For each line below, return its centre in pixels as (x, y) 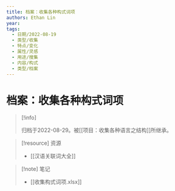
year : (13, 23)
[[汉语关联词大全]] (53, 156)
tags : (13, 29)
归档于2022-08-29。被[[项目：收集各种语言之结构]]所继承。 (96, 130)
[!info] (29, 118)
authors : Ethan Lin (31, 18)
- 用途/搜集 (25, 57)
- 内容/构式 (25, 63)
